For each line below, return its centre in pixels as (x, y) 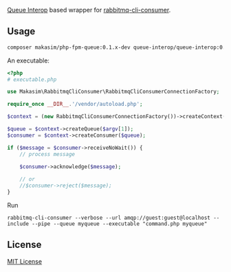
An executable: (29, 60)
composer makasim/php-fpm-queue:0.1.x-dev (69, 47)
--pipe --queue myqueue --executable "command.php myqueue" (120, 224)
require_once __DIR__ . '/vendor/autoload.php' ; (75, 104)
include (18, 224)
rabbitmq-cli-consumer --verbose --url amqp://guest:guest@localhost (109, 218)
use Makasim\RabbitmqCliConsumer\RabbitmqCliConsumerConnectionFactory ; (113, 92)
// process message (47, 154)
